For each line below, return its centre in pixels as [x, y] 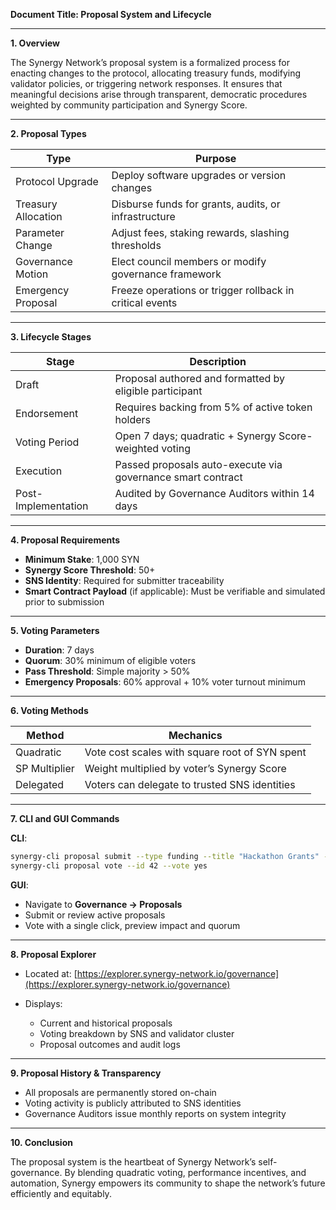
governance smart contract [178, 477]
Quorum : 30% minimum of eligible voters [110, 660]
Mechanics [195, 735]
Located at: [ [51, 973]
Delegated [40, 784]
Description [218, 361]
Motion [32, 274]
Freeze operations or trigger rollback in [203, 290]
